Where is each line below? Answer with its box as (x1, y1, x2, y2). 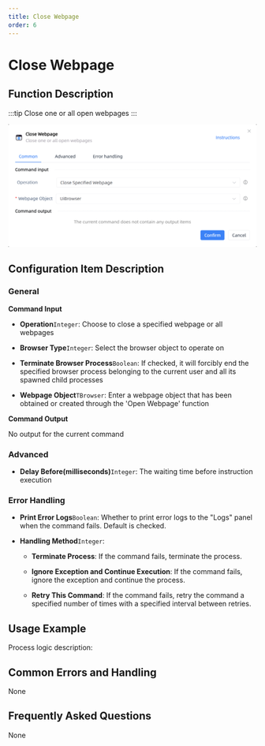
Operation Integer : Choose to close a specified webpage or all (19, 319, 223, 329)
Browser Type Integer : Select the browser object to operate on (19, 343, 225, 352)
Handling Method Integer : (19, 536, 105, 546)
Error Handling (8, 494, 65, 505)
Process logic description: (8, 643, 93, 652)
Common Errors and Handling (8, 666, 157, 679)
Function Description (8, 88, 114, 101)
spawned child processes (19, 375, 104, 384)
